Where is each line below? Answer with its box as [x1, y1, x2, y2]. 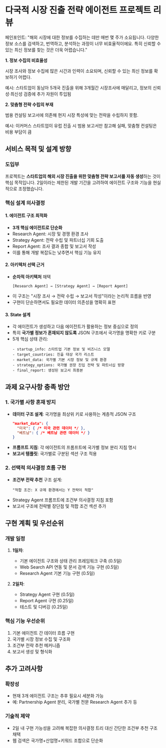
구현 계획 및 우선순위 [5, 519, 64, 528]
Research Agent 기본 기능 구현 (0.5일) [19, 570, 95, 576]
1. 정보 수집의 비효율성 [5, 57, 48, 63]
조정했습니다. [18, 186, 44, 191]
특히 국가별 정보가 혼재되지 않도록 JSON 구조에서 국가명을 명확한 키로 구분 [12, 330, 156, 336]
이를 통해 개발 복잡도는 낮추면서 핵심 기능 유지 [12, 249, 101, 255]
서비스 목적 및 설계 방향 [5, 145, 72, 153]
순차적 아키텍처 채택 [12, 274, 51, 280]
